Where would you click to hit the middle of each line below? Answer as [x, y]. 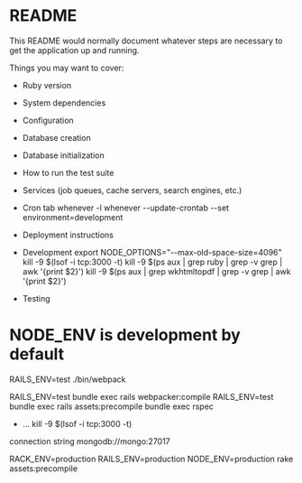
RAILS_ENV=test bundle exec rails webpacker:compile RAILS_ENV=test [142, 396]
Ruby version [47, 85]
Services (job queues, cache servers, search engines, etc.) [132, 190]
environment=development [73, 217]
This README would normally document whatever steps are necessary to [146, 41]
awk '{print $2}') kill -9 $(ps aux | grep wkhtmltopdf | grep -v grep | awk [156, 271]
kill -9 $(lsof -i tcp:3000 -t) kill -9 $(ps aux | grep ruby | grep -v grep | [152, 262]
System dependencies [64, 102]
